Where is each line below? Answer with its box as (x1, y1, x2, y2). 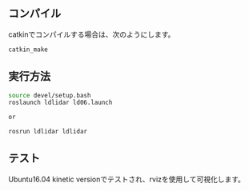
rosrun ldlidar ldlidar (8, 128, 88, 136)
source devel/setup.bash (8, 91, 91, 99)
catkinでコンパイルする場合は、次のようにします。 (8, 30, 175, 39)
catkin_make (8, 46, 48, 54)
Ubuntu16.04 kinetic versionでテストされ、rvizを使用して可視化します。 (8, 174, 246, 184)
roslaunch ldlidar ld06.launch (8, 98, 113, 107)
